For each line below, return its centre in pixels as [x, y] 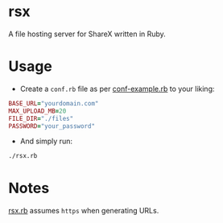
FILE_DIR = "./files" [41, 118]
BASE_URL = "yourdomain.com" [54, 103]
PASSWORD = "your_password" [52, 126]
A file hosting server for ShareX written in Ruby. [87, 34]
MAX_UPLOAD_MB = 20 [37, 111]
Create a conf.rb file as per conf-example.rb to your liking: [117, 89]
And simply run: [46, 141]
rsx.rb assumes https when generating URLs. [84, 211]
